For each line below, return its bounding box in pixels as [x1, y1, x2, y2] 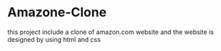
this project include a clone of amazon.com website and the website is [7, 28, 214, 36]
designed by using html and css [7, 35, 101, 43]
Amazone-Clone [7, 4, 107, 21]
